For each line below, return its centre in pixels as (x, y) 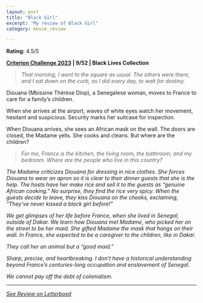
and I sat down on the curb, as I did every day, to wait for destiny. (103, 81)
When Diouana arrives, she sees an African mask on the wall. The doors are (101, 129)
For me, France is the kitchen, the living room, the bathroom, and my (106, 154)
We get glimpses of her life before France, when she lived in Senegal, (93, 216)
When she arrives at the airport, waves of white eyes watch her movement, (100, 111)
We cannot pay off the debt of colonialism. (60, 276)
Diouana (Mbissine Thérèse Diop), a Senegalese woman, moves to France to (101, 93)
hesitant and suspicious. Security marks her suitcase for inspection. (91, 117)
